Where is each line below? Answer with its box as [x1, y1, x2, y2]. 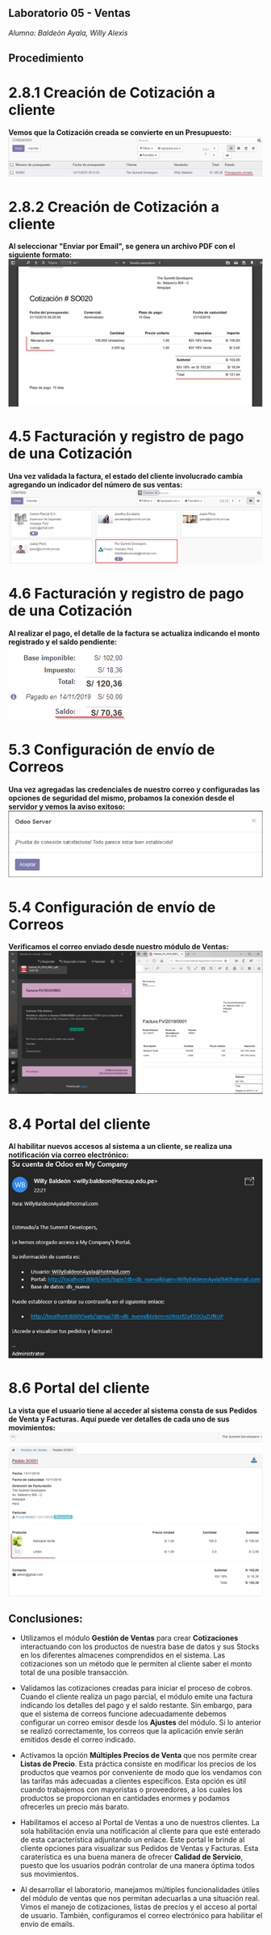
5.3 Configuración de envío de [8, 740, 215, 758]
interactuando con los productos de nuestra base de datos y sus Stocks [19, 1641, 260, 1652]
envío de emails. [19, 1920, 75, 1929]
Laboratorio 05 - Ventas [8, 6, 131, 20]
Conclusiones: [8, 1612, 83, 1626]
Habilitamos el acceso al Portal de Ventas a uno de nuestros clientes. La [19, 1818, 260, 1827]
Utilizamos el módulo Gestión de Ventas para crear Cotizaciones [19, 1633, 239, 1643]
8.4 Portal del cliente [8, 1115, 151, 1133]
